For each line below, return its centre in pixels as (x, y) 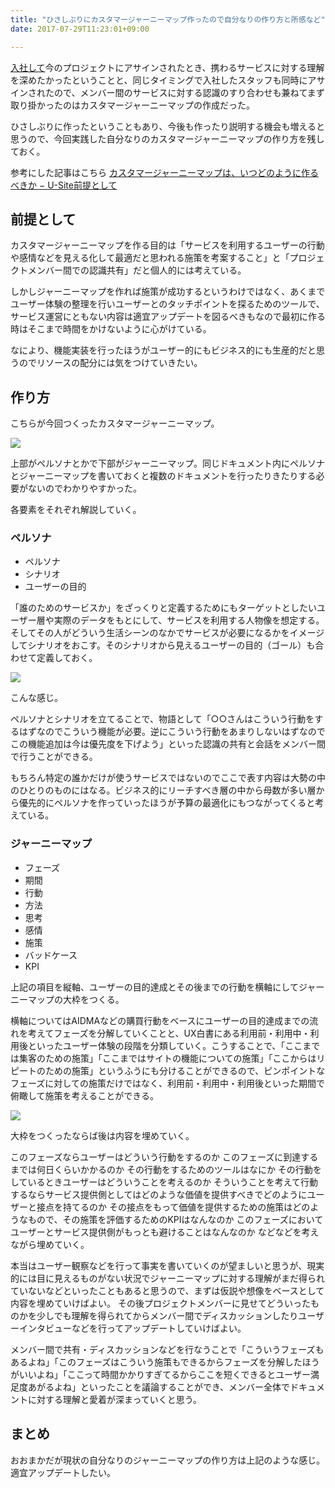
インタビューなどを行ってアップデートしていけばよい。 (132, 1328)
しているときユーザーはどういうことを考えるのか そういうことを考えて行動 (164, 1182)
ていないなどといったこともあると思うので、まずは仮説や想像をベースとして (167, 1290)
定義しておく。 (67, 658)
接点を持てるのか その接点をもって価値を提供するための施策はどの (173, 1207)
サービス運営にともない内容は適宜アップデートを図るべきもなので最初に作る (168, 317)
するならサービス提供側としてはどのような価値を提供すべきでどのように (159, 1194)
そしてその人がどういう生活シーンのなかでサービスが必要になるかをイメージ (167, 633)
